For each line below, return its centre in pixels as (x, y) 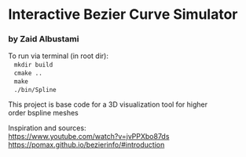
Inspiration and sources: (47, 128)
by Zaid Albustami (44, 39)
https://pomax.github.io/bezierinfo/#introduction (86, 145)
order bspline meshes (43, 113)
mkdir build (33, 65)
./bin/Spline (35, 90)
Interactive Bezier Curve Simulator (123, 15)
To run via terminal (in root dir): (58, 56)
